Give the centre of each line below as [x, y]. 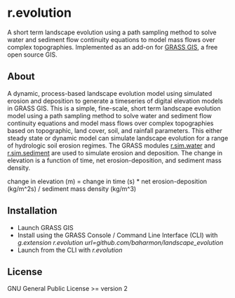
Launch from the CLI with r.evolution [70, 250]
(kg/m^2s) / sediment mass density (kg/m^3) [72, 189]
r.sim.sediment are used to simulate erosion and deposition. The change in [115, 152]
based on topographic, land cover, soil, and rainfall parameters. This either [115, 130]
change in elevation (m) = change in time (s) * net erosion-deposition [107, 181]
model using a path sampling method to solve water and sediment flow [109, 115]
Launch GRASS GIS [45, 227]
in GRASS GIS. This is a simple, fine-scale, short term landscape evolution [114, 108]
